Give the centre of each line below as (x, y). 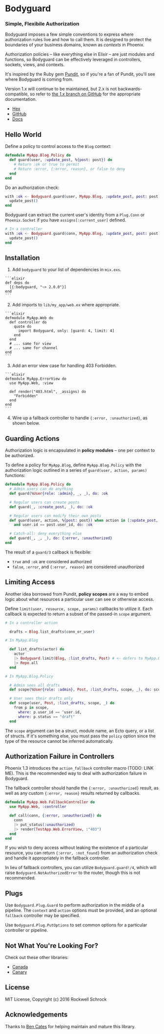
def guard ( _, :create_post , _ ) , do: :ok (51, 507)
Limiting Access (30, 582)
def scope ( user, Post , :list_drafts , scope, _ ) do (62, 703)
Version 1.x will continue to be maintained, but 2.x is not (61, 89)
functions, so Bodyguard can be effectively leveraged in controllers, (73, 60)
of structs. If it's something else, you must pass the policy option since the (81, 736)
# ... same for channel (33, 348)
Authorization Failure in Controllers (60, 756)
